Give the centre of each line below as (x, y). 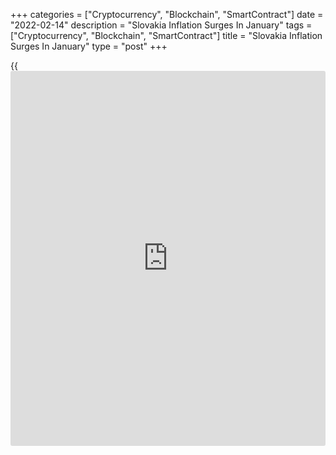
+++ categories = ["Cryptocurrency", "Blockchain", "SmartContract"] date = (167, 14)
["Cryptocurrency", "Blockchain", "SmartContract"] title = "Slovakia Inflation (166, 35)
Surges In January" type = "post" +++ (89, 46)
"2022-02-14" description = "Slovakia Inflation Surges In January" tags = (161, 25)
